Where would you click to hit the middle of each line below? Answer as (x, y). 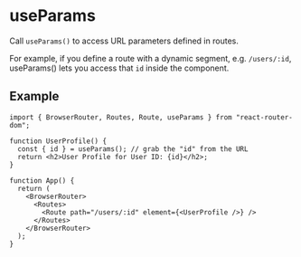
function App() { (42, 181)
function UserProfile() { (58, 141)
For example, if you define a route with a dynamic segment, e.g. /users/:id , (150, 58)
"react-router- (264, 117)
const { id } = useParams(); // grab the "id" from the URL (133, 149)
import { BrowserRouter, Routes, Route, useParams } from (121, 117)
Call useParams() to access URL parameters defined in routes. (124, 41)
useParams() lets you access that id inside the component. (119, 68)
